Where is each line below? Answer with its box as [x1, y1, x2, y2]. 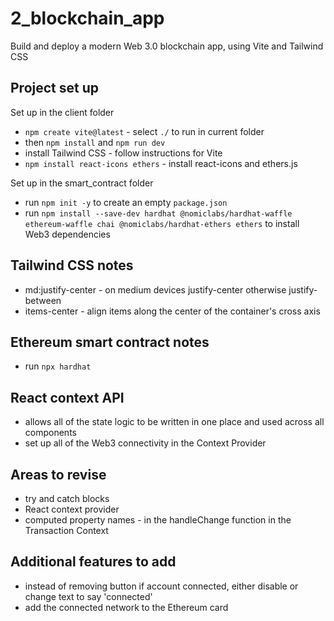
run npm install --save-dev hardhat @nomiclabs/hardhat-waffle [24, 207, 293, 219]
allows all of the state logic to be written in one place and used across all [24, 416, 325, 428]
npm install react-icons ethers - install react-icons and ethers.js [24, 157, 298, 169]
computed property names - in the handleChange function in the [24, 514, 292, 526]
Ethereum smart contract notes [10, 333, 210, 351]
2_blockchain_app [10, 7, 165, 30]
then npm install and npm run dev [24, 136, 166, 148]
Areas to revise [10, 466, 107, 483]
